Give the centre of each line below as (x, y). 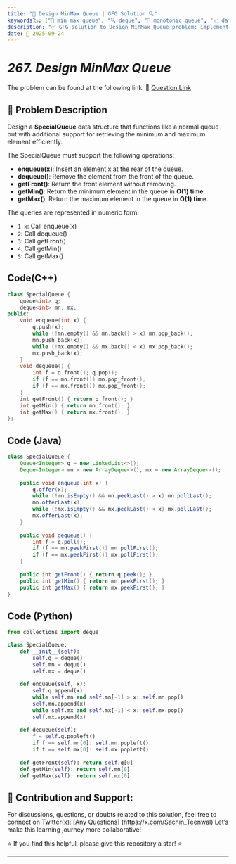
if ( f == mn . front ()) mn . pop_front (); (89, 380)
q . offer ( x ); (50, 490)
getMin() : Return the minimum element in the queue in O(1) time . (111, 191)
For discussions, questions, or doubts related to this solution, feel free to (112, 815)
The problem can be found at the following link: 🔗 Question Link (99, 88)
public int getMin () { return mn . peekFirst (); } (92, 581)
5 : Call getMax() (40, 256)
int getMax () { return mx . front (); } (75, 412)
